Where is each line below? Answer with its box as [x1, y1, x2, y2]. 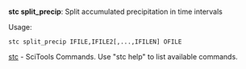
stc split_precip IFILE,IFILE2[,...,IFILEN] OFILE [8, 38, 182, 46]
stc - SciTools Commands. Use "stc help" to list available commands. [8, 52, 238, 61]
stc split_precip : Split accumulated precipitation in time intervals [8, 7, 223, 16]
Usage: [8, 22, 32, 31]
